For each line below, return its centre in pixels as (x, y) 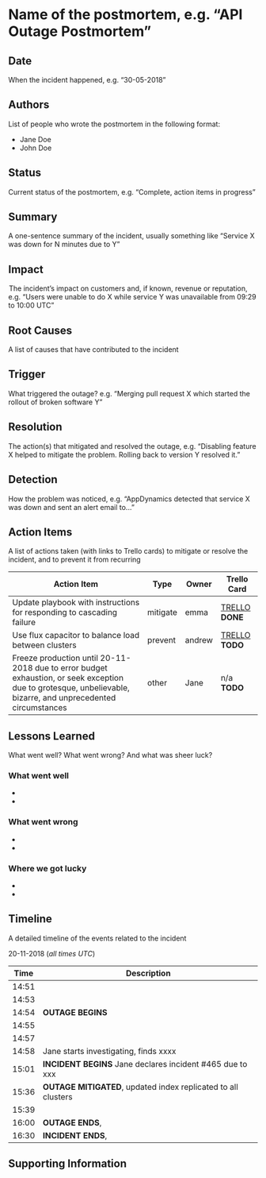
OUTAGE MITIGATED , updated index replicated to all (141, 1087)
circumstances (40, 708)
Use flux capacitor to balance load (76, 635)
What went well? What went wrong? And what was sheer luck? (110, 755)
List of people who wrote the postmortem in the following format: (114, 124)
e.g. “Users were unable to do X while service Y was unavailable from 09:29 (132, 297)
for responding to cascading (65, 612)
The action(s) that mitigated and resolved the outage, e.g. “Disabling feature (132, 446)
